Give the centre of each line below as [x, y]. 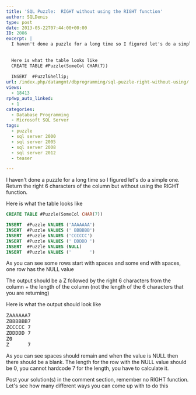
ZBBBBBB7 [18, 321]
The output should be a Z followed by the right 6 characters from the [88, 280]
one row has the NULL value [40, 269]
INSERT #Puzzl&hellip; [40, 77]
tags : [13, 126]
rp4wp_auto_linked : [30, 98]
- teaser [22, 158]
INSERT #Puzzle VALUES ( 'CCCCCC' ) [49, 235]
